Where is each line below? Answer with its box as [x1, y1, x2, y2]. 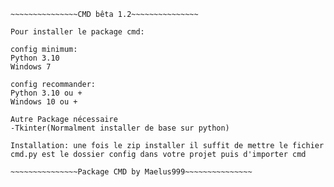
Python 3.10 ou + [10, 88, 83, 98]
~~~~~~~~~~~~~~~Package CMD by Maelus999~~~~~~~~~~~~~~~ [10, 167, 253, 177]
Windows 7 [10, 62, 52, 72]
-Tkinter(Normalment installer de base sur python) [10, 123, 230, 133]
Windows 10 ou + [10, 97, 78, 107]
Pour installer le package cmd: [10, 27, 145, 37]
